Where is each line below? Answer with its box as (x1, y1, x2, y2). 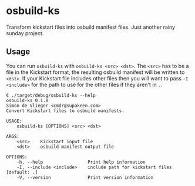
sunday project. (6, 29, 44, 36)
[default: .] (6, 169, 38, 175)
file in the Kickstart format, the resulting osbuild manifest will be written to (6, 69, 185, 76)
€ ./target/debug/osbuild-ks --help (6, 92, 96, 98)
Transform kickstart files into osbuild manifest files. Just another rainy (6, 23, 175, 31)
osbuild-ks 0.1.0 (6, 97, 49, 103)
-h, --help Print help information (16, 159, 146, 165)
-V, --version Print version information (16, 174, 154, 180)
